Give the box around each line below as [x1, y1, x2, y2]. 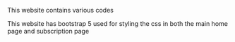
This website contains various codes [7, 6, 114, 14]
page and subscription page [7, 27, 90, 35]
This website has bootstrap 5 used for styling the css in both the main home [7, 20, 228, 27]
